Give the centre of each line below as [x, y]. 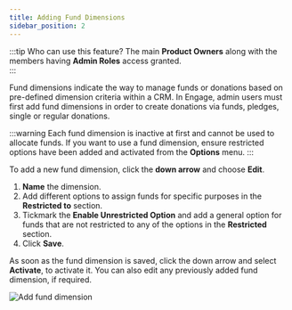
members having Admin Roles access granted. [96, 61]
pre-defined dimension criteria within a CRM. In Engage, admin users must [146, 97]
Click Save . [43, 243]
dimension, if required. [50, 279]
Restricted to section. [62, 205]
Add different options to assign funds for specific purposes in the [142, 196]
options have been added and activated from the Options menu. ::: [132, 151]
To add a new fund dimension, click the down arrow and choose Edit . [137, 169]
